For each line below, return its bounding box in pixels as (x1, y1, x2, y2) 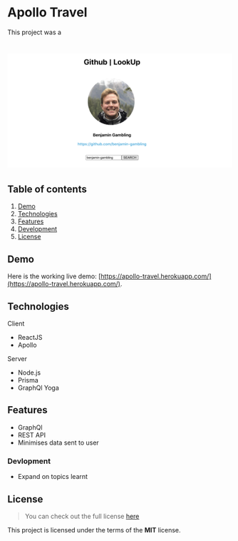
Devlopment (7, 456, 51, 466)
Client (7, 319, 25, 328)
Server (7, 355, 27, 363)
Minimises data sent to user (17, 438, 100, 447)
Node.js (17, 368, 41, 377)
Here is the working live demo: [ (7, 272, 101, 280)
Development (17, 225, 58, 233)
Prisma (17, 376, 39, 384)
